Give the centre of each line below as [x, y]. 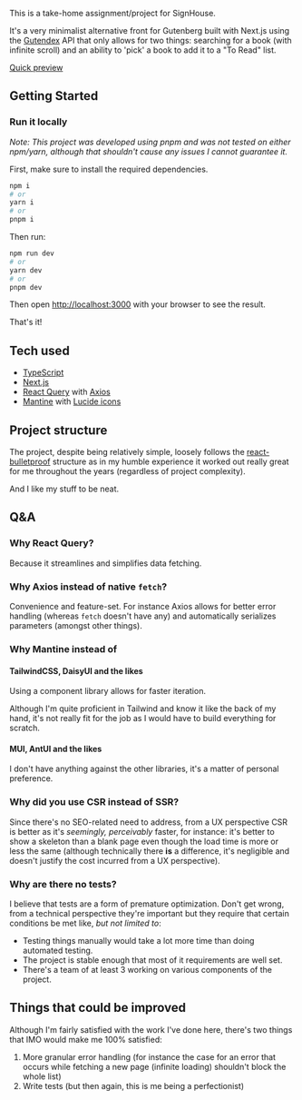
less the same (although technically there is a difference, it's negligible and [150, 851]
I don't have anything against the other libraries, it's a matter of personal [144, 769]
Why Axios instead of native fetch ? [88, 587]
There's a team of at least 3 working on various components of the [147, 969]
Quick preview [36, 68]
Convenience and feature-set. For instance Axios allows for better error [143, 607]
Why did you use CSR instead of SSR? [94, 802]
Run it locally [39, 122]
